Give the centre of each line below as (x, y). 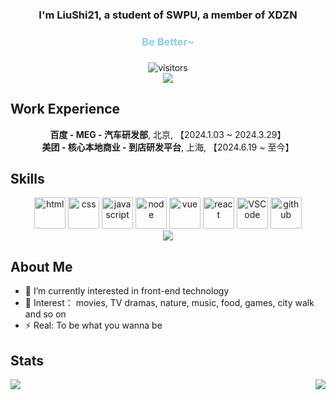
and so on (45, 314)
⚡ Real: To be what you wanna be (93, 325)
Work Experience (65, 109)
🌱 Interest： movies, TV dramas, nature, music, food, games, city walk (169, 303)
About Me (41, 266)
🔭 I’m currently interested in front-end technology (127, 291)
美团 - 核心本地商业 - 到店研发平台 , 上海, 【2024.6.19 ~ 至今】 (168, 147)
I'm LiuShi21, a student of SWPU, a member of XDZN (168, 15)
